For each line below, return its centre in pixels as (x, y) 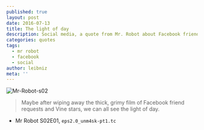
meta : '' (17, 74)
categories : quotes (31, 40)
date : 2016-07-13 (28, 23)
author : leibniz (27, 68)
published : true (27, 12)
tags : (13, 46)
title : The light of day (38, 29)
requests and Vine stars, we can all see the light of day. (90, 109)
